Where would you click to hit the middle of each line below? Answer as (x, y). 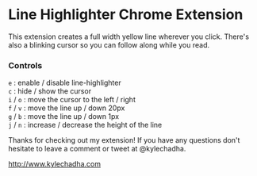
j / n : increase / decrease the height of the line (85, 125)
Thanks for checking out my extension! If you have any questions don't (124, 140)
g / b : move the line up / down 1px (64, 117)
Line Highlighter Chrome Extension (126, 15)
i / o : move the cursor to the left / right (72, 100)
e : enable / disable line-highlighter (65, 83)
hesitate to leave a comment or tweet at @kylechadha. (97, 149)
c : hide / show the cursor (50, 91)
